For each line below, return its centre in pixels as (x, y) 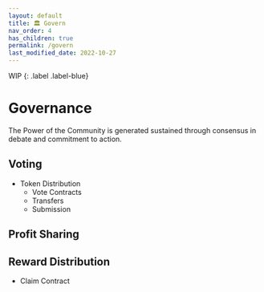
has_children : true (41, 38)
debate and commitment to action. (65, 139)
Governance (50, 108)
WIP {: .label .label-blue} (49, 76)
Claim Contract (45, 281)
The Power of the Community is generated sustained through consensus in (132, 130)
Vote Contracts (57, 192)
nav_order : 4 (30, 30)
